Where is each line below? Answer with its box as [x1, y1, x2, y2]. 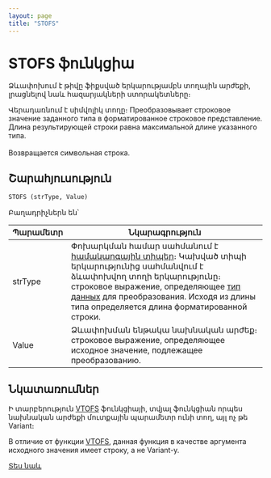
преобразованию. [71, 355, 141, 366]
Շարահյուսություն [8, 171, 112, 185]
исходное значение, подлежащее [71, 345, 203, 356]
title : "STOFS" [8, 19, 60, 27]
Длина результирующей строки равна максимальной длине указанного [8, 122, 258, 132]
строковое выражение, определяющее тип [71, 281, 241, 292]
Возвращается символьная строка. [8, 148, 131, 158]
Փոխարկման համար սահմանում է [71, 240, 219, 252]
